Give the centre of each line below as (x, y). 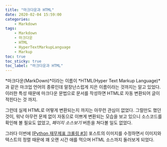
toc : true (16, 56)
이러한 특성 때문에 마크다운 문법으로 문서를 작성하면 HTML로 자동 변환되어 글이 (82, 93)
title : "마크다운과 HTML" (30, 10)
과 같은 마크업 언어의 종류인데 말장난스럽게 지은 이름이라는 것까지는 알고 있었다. (83, 87)
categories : (18, 19)
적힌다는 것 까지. (21, 100)
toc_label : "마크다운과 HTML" (34, 66)
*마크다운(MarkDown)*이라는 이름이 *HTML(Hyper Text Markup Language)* (83, 81)
